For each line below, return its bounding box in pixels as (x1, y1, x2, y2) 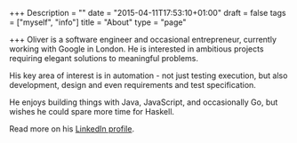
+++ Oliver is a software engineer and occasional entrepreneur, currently (9, 35, 277, 44)
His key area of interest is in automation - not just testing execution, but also (9, 70, 288, 81)
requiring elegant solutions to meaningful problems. (9, 53, 198, 63)
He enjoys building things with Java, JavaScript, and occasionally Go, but (9, 97, 278, 107)
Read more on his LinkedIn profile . (9, 123, 135, 134)
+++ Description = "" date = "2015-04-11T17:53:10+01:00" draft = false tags (9, 8, 286, 18)
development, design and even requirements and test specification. (9, 80, 256, 90)
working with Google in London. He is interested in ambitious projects (9, 44, 264, 54)
